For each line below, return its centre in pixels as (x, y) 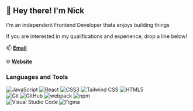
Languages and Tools (37, 77)
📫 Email (17, 48)
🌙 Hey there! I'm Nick (45, 11)
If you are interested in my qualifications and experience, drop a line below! (96, 36)
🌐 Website (19, 61)
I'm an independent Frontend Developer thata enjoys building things (88, 25)
